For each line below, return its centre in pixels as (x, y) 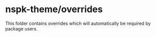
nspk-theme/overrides (54, 9)
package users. (22, 28)
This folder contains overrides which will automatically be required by (78, 23)
